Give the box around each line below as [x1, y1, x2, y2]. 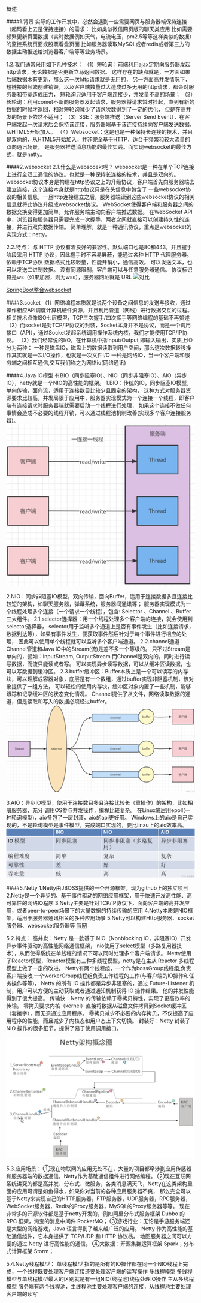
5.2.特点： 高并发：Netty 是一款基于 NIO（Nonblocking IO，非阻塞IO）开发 [6, 935, 191, 942]
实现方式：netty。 [6, 231, 51, 238]
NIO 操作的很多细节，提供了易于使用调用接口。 [6, 1025, 122, 1032]
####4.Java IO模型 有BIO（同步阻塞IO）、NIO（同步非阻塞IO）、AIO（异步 [6, 372, 187, 379]
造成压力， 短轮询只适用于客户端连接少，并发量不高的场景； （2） [32, 91, 193, 98]
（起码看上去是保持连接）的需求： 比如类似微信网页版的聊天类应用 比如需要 [6, 26, 193, 32]
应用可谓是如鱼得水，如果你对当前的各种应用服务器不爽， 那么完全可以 [16, 1188, 191, 1195]
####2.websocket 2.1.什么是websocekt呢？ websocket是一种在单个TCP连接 [6, 164, 194, 170]
